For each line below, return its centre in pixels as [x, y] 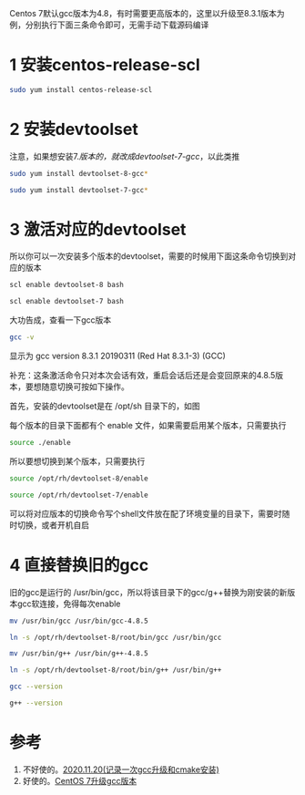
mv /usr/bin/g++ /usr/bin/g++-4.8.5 [79, 654]
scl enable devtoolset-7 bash [67, 302]
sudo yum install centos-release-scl [81, 89]
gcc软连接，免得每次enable [69, 604]
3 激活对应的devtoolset [98, 229]
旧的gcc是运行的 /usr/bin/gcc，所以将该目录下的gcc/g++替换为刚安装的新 [148, 592]
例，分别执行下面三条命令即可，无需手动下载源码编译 [109, 25]
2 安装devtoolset [74, 129]
